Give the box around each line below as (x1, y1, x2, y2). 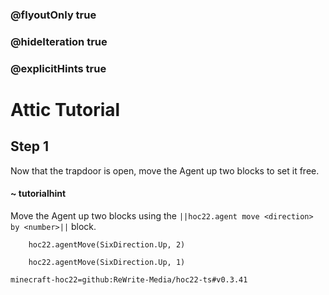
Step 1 (10, 138, 50, 155)
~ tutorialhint (10, 188, 67, 200)
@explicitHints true (10, 61, 107, 75)
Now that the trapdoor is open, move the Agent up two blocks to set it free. (10, 164, 320, 177)
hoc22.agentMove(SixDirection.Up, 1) (28, 257, 186, 267)
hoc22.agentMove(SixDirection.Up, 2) (28, 239, 186, 250)
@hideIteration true (10, 34, 108, 48)
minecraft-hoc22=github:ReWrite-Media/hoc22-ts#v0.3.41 (10, 274, 248, 285)
